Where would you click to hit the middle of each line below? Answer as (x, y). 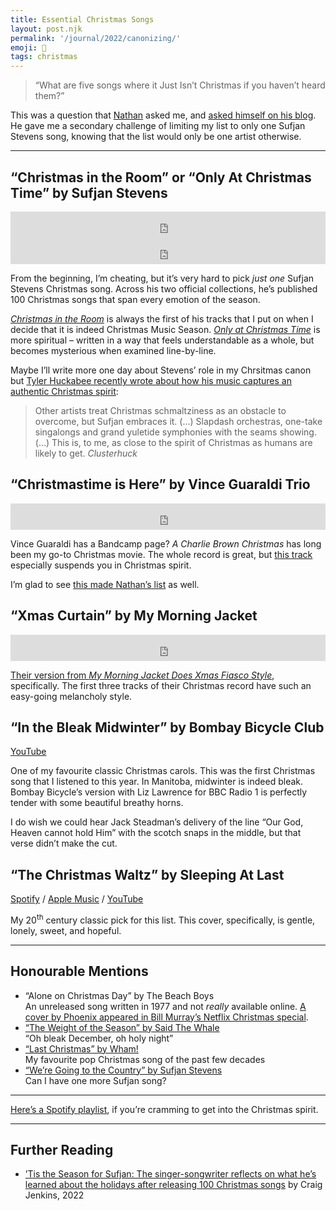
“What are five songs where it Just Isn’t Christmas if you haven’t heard (180, 85)
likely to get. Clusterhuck (86, 453)
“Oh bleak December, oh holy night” (99, 1038)
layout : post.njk (46, 29)
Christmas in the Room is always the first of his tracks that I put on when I (162, 318)
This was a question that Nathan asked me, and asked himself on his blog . (163, 115)
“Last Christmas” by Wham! (81, 1048)
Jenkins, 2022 (54, 1195)
